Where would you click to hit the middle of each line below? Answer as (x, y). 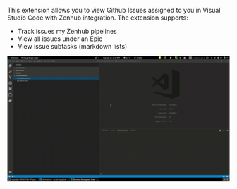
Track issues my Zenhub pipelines (67, 31)
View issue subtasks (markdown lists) (72, 46)
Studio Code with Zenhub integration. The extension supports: (98, 18)
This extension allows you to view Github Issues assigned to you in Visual (114, 10)
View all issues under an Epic (60, 39)
